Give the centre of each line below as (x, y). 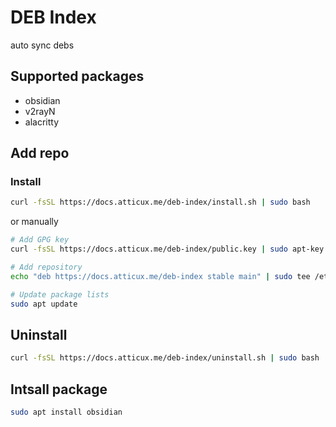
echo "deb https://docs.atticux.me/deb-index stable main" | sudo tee (160, 276)
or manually (34, 222)
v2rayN (40, 111)
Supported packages (77, 76)
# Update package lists (60, 294)
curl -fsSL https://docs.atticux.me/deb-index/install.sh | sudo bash (160, 202)
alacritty (42, 122)
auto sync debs (42, 45)
